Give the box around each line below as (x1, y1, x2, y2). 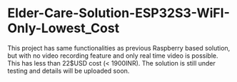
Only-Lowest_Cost (7, 20, 120, 36)
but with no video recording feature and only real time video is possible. (7, 51, 219, 60)
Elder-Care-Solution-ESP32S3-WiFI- (7, 5, 231, 21)
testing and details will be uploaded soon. (7, 66, 130, 75)
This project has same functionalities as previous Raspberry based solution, (7, 43, 231, 52)
